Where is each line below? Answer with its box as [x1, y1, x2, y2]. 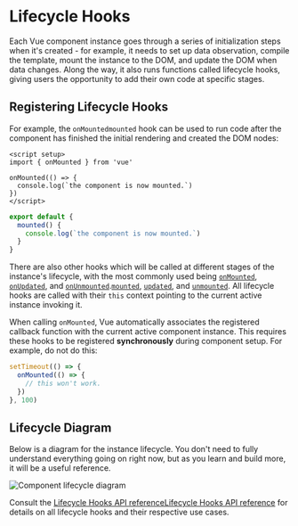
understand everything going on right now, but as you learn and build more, [9, 453, 286, 464]
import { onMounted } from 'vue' [9, 158, 133, 167]
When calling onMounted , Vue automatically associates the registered [9, 316, 260, 327]
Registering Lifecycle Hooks [9, 100, 169, 115]
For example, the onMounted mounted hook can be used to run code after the [9, 123, 282, 134]
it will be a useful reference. [9, 463, 111, 473]
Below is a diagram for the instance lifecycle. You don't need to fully [9, 444, 259, 455]
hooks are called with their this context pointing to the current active [9, 290, 262, 300]
